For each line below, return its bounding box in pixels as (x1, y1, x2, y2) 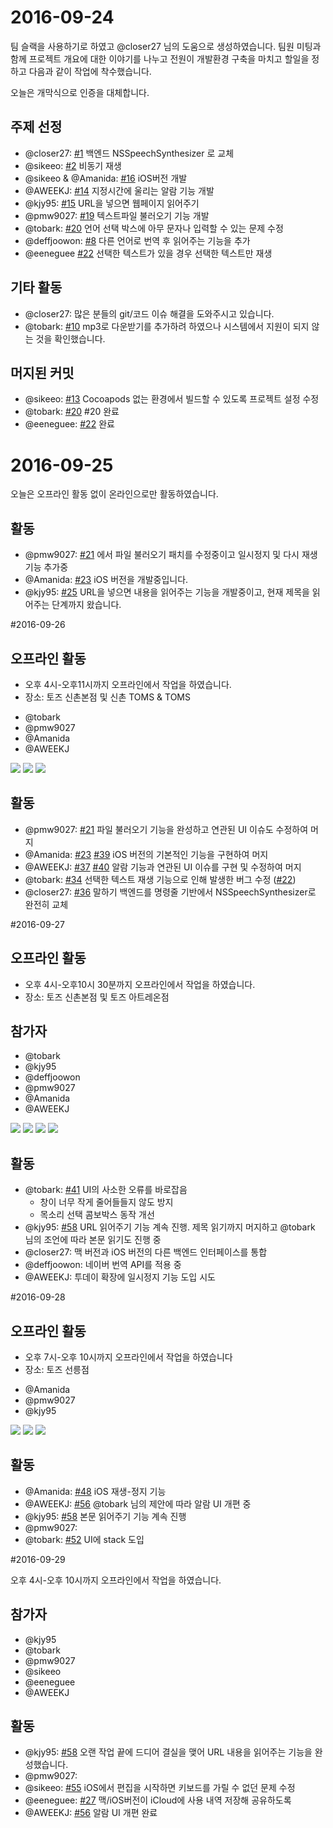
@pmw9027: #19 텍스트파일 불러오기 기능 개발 (24, 209, 210, 221)
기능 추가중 (24, 561, 69, 573)
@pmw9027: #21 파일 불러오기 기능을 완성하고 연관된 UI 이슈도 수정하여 (24, 823, 309, 835)
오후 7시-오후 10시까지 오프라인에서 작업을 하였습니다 (24, 1351, 233, 1363)
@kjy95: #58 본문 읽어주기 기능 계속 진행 (24, 1510, 187, 1522)
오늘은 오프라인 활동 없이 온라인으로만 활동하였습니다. (10, 488, 219, 500)
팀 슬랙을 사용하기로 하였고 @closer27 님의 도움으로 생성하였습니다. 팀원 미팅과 (10, 40, 322, 52)
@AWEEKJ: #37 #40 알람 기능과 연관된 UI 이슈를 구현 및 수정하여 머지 (24, 861, 302, 873)
